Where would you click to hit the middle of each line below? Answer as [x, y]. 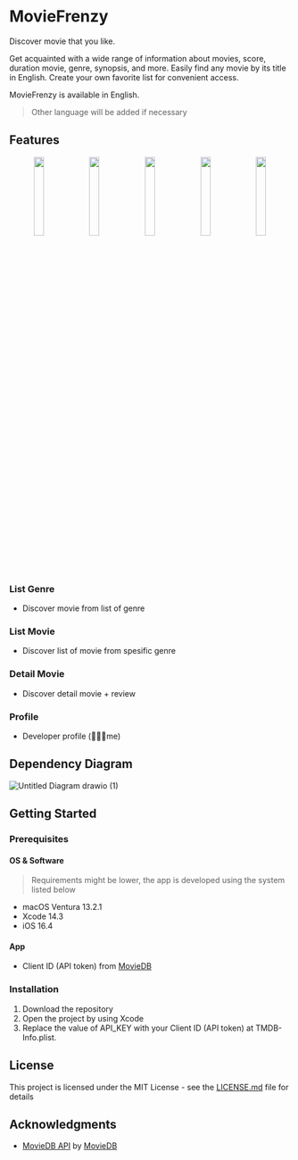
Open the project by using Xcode [83, 1018]
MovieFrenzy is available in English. [74, 95]
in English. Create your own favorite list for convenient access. [124, 77]
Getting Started [53, 814]
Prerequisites [39, 839]
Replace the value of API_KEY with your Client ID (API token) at [138, 1028]
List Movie [32, 631]
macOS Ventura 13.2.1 [62, 907]
